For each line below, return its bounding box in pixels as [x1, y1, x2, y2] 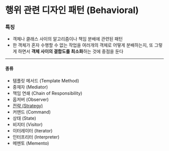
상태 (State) [12, 115, 36, 121]
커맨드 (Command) [12, 108, 51, 115]
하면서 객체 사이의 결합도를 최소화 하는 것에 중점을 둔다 [18, 48, 124, 54]
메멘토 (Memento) [12, 140, 49, 146]
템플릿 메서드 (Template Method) [12, 77, 79, 83]
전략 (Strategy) [12, 102, 43, 108]
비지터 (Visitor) [12, 121, 43, 127]
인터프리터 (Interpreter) [12, 133, 60, 140]
